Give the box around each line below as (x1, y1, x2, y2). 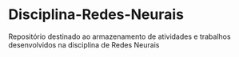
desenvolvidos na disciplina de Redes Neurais (8, 40, 160, 49)
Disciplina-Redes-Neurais (8, 6, 184, 24)
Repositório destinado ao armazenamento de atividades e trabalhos (8, 32, 231, 41)
